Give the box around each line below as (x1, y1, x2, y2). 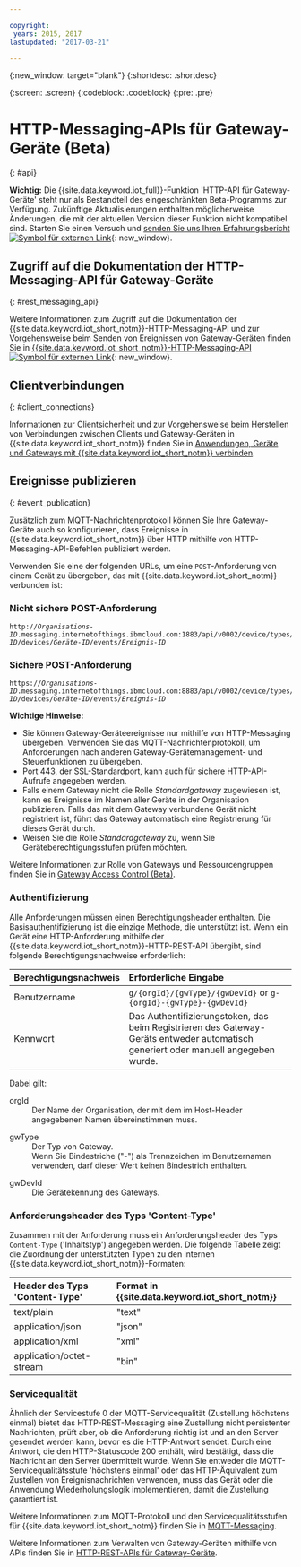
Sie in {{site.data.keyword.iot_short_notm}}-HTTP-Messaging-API (9, 342, 253, 353)
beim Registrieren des (128, 1021, 221, 1034)
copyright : (9, 21, 50, 30)
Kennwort (13, 1032, 56, 1044)
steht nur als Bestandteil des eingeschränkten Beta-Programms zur (39, 195, 287, 205)
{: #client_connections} (9, 401, 96, 412)
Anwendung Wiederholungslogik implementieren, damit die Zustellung (9, 1485, 269, 1495)
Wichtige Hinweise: (9, 710, 84, 722)
